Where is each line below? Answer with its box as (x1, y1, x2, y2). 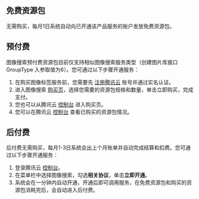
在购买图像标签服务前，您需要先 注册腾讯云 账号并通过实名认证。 (14, 78, 174, 86)
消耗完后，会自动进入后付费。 (25, 187, 99, 194)
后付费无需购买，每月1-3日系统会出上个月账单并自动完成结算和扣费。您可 (6, 144, 186, 151)
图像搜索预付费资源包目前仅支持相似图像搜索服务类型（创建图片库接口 (6, 58, 178, 65)
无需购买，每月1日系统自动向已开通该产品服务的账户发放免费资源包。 (6, 23, 175, 30)
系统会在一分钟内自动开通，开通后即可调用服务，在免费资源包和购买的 (14, 179, 187, 186)
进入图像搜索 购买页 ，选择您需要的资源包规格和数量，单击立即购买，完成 (14, 86, 194, 93)
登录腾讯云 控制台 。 (14, 164, 64, 171)
